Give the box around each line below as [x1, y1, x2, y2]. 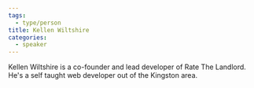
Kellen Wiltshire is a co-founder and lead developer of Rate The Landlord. [8, 62, 246, 71]
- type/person [15, 19, 61, 27]
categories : [8, 33, 47, 42]
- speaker [15, 41, 47, 49]
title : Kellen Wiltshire [8, 26, 90, 34]
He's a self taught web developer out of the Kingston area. [8, 71, 198, 80]
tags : [8, 11, 26, 20]
